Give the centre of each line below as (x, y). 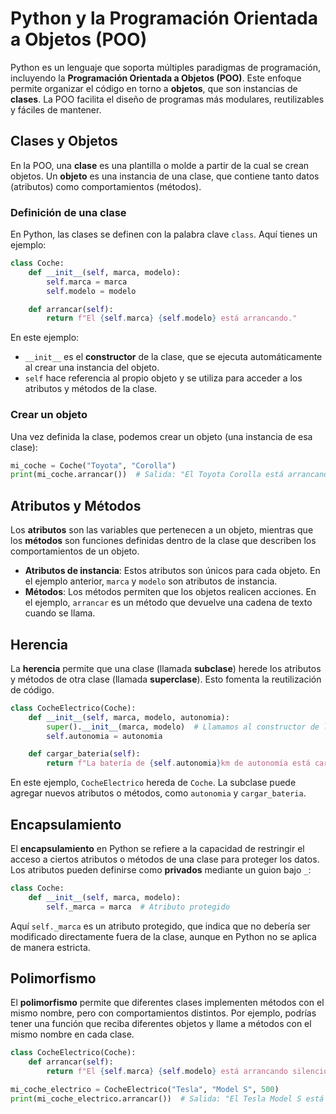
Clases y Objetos (64, 141)
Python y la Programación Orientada (164, 18)
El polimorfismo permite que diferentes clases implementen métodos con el (167, 1003)
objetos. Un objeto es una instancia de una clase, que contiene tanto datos (165, 176)
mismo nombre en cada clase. (72, 1034)
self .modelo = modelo (91, 291)
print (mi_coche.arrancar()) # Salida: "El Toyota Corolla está (147, 475)
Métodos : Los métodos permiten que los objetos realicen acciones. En (170, 592)
